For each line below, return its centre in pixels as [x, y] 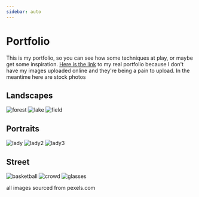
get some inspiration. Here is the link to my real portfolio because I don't [95, 64]
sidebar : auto [24, 12]
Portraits [23, 129]
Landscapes [30, 95]
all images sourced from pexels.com [51, 188]
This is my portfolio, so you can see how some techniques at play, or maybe [99, 58]
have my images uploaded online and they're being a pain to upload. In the [98, 70]
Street [18, 162]
